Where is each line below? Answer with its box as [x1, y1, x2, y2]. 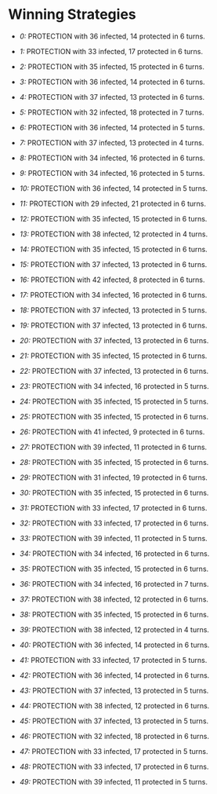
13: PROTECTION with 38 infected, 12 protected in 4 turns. [19, 229, 208, 239]
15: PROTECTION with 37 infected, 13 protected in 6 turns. [19, 259, 208, 269]
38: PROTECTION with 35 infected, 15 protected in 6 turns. [19, 609, 209, 619]
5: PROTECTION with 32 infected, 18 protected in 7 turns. [19, 108, 204, 117]
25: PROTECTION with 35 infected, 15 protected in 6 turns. [19, 412, 209, 421]
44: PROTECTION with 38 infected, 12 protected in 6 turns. [19, 701, 210, 710]
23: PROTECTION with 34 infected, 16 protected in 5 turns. [19, 381, 209, 390]
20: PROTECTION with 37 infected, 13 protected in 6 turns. [19, 335, 209, 345]
